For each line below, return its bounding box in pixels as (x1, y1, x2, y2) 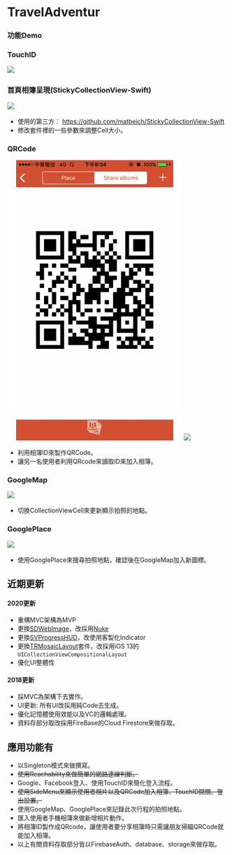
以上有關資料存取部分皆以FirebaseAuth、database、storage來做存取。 (17, 840, 222, 849)
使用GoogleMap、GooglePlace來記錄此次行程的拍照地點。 (17, 805, 186, 814)
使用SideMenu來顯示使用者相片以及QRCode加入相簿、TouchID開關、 (17, 788, 218, 796)
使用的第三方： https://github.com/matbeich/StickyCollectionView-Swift (17, 117, 225, 125)
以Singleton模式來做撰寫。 (17, 761, 94, 769)
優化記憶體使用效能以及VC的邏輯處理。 (17, 710, 131, 718)
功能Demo (7, 31, 43, 41)
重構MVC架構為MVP (17, 616, 77, 624)
